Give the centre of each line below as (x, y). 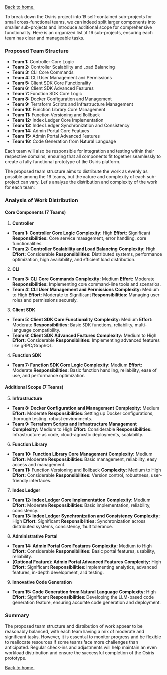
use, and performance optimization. (49, 376)
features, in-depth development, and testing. (58, 572)
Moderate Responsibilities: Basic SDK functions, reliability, (73, 325)
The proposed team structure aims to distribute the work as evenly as (76, 171)
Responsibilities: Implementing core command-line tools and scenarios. (86, 284)
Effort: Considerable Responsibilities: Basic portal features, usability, (84, 551)
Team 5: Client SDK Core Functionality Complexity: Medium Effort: (82, 320)
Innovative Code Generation (42, 582)
